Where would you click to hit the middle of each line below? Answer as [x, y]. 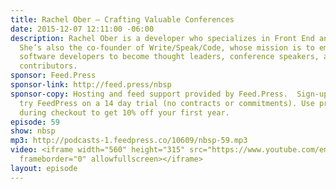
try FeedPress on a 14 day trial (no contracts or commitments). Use [167, 103]
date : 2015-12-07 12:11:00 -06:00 [82, 29]
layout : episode [44, 168]
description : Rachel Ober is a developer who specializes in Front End [162, 38]
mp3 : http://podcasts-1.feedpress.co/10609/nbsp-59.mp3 [129, 141]
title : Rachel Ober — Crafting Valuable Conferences [122, 19]
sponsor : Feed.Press [53, 76]
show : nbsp [33, 131]
